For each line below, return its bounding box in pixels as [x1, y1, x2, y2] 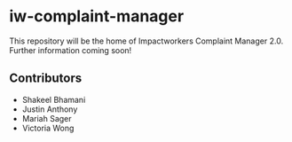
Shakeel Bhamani [21, 94, 86, 105]
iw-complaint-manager [9, 6, 185, 27]
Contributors [9, 71, 83, 86]
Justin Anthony [21, 104, 78, 114]
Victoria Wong [21, 122, 75, 133]
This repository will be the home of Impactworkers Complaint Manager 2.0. [9, 35, 284, 46]
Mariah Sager [21, 113, 73, 123]
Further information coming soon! [9, 44, 132, 55]
